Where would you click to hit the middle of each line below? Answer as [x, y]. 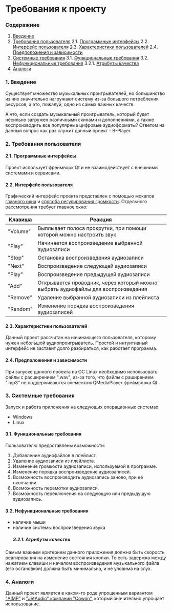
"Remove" [20, 298]
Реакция [101, 220]
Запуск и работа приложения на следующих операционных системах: [82, 407]
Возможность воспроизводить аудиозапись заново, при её [78, 477]
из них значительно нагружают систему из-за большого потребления [82, 98]
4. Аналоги [20, 582]
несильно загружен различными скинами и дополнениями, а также [80, 120]
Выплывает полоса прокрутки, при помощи [92, 228]
